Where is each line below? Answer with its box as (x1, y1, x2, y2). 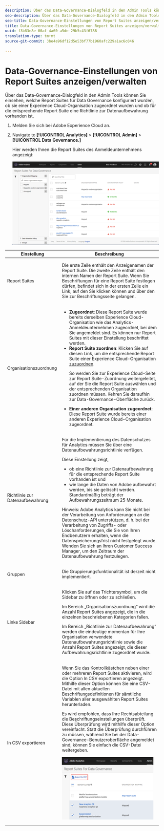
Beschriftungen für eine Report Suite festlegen (61, 278, 155, 284)
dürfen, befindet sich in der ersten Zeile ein (61, 283, 149, 289)
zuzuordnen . (69, 361, 95, 366)
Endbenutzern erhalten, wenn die (61, 533, 129, 538)
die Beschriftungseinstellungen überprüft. (61, 716, 145, 722)
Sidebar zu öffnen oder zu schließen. (61, 594, 136, 600)
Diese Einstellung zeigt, (61, 456, 109, 462)
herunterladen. (61, 701, 92, 707)
